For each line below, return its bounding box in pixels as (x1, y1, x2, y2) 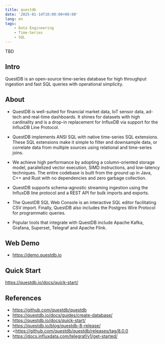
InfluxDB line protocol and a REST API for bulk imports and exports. (12, 190, 149, 196)
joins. (12, 149, 24, 156)
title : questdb (5, 7, 37, 12)
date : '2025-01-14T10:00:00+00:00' (5, 12, 79, 17)
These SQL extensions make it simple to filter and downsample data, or (12, 139, 158, 145)
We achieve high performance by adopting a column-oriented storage (12, 159, 155, 165)
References (5, 294, 41, 302)
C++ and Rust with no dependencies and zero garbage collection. (12, 175, 147, 181)
